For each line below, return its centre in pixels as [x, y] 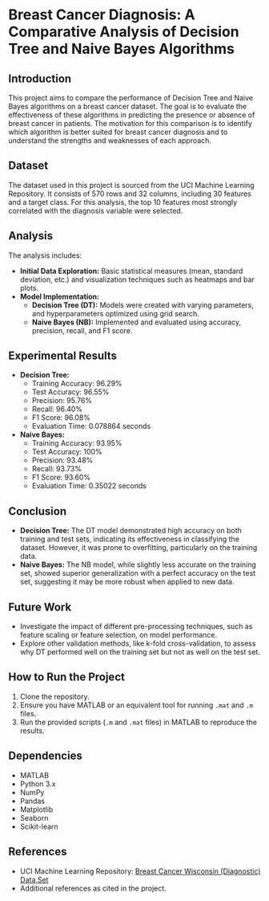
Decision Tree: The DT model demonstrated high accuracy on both [131, 531]
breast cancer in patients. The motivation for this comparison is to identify [130, 123]
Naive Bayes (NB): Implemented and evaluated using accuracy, [137, 322]
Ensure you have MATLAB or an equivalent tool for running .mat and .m [137, 705]
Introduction [40, 78]
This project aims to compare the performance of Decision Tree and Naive [131, 98]
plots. [29, 287]
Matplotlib [36, 809]
